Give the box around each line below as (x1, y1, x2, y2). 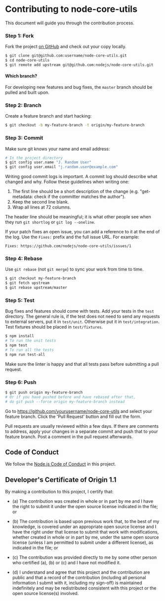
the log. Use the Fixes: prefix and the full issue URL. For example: (5, 234, 139, 240)
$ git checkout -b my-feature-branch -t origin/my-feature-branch (5, 123, 145, 128)
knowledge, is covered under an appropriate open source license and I (12, 524, 157, 530)
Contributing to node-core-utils (5, 3, 137, 15)
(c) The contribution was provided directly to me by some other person (12, 554, 157, 560)
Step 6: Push (5, 379, 37, 386)
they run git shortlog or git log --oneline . (5, 219, 95, 225)
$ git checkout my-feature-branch (5, 276, 77, 281)
